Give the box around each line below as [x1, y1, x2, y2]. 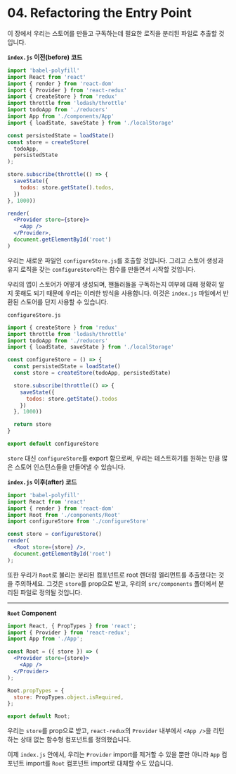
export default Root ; [7, 713, 71, 720]
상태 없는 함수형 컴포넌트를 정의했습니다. [20, 735, 131, 744]
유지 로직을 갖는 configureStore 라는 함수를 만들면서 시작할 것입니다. [7, 265, 196, 273]
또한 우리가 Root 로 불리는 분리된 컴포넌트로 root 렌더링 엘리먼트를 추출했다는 [7, 570, 217, 579]
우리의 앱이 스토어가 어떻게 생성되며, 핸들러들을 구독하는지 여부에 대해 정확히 [7, 280, 218, 288]
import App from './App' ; [7, 635, 83, 642]
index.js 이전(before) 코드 [7, 53, 83, 61]
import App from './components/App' [7, 113, 114, 120]
